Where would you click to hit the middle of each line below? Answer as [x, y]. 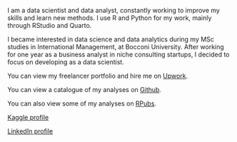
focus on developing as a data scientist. [66, 62]
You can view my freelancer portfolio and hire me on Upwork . [98, 76]
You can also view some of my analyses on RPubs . [82, 103]
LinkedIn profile [30, 131]
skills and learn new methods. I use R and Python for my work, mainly [110, 18]
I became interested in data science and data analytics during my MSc [111, 39]
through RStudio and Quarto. [50, 25]
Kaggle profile [28, 117]
